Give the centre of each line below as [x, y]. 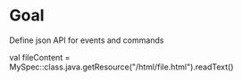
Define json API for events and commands [87, 40]
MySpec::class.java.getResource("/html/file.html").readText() [121, 67]
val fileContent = [40, 57]
